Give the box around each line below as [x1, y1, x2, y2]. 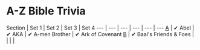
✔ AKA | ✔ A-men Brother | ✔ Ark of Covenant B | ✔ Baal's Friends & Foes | [6, 30, 195, 37]
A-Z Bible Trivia [6, 4, 86, 18]
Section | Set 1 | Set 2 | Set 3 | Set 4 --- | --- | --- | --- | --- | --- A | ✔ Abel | [6, 24, 195, 31]
